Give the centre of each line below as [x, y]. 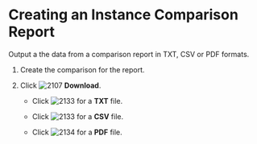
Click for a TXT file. [77, 101]
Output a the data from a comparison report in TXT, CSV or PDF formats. [129, 54]
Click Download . [60, 85]
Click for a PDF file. [77, 132]
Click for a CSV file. [77, 116]
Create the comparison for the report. [82, 69]
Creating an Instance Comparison [124, 15]
